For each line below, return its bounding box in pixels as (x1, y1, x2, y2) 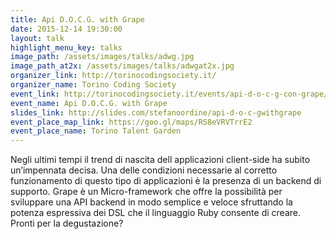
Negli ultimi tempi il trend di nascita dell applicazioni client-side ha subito (10, 154, 311, 166)
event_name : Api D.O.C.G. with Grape (10, 98, 168, 108)
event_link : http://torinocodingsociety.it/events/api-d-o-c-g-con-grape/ (10, 89, 329, 99)
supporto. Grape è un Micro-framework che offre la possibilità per (10, 186, 283, 198)
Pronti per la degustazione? (10, 217, 124, 230)
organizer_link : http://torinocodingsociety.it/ (10, 71, 217, 81)
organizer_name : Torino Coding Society (10, 80, 177, 90)
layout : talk (10, 33, 65, 43)
